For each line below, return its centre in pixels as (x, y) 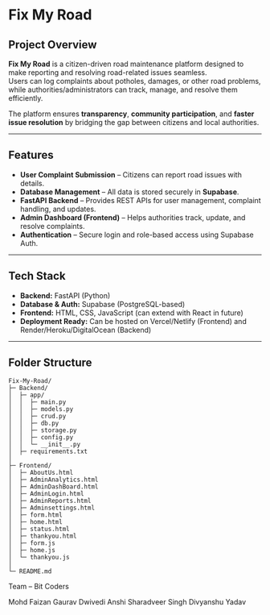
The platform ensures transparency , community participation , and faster (131, 114)
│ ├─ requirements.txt (48, 452)
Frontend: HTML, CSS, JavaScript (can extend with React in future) (131, 313)
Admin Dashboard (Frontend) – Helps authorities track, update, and (133, 217)
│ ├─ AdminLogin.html (46, 494)
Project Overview (53, 45)
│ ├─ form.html (35, 515)
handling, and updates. (58, 209)
